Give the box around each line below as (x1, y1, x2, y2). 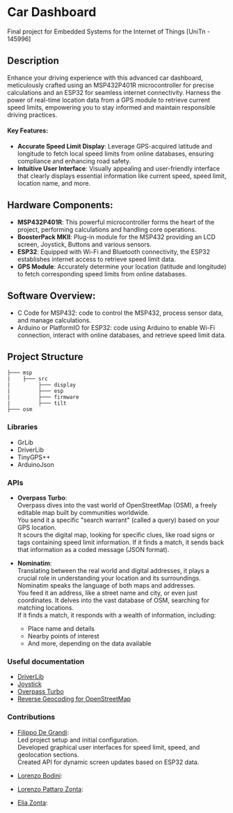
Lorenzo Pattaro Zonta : (17, 784, 83, 793)
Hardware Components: (7, 200, 113, 211)
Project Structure (7, 350, 83, 363)
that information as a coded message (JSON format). (17, 545, 170, 553)
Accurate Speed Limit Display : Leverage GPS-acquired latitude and (17, 142, 213, 150)
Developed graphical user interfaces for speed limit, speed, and (17, 743, 200, 751)
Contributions (7, 713, 56, 722)
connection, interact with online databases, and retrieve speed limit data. (17, 331, 226, 339)
